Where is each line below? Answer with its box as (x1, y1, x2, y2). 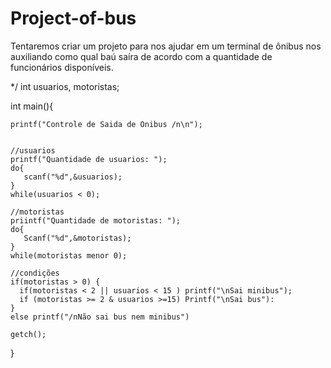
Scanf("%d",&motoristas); (23, 233, 132, 243)
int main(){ (10, 100, 54, 112)
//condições (10, 268, 60, 278)
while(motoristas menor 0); (10, 250, 128, 261)
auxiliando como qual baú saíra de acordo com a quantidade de (10, 50, 273, 62)
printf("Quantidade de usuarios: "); (10, 154, 168, 164)
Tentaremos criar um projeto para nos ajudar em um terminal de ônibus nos (10, 40, 322, 52)
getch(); (10, 329, 47, 339)
